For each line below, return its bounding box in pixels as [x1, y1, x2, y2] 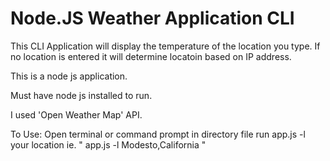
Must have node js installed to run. [10, 89, 153, 101]
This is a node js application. [10, 70, 128, 82]
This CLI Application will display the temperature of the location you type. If [10, 40, 321, 52]
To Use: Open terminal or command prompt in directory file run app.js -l [10, 128, 306, 140]
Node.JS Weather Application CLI [10, 7, 295, 30]
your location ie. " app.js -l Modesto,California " [10, 138, 207, 151]
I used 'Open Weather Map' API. [10, 108, 143, 121]
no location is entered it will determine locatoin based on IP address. [10, 50, 292, 62]
